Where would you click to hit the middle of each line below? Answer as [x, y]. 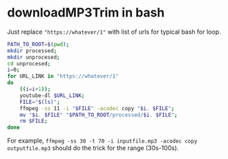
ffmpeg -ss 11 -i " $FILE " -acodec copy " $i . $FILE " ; [97, 108]
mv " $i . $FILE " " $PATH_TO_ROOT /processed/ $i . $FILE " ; [98, 115]
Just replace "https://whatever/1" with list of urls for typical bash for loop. [114, 32]
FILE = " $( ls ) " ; [40, 102]
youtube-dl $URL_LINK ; [52, 95]
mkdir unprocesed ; [34, 57]
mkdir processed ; [32, 51]
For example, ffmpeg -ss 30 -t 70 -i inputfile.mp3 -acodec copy [102, 141]
